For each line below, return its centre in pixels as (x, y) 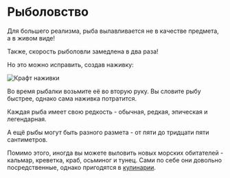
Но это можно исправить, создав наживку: (70, 64)
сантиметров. (27, 139)
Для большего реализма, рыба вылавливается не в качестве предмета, (113, 31)
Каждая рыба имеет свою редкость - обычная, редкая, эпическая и (107, 112)
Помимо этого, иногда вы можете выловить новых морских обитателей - (115, 153)
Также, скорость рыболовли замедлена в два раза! (83, 51)
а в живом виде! (31, 38)
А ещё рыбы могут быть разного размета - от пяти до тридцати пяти (108, 132)
